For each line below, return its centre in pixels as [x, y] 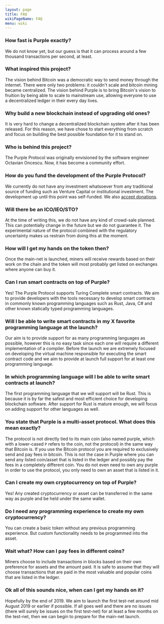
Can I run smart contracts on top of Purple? [58, 282]
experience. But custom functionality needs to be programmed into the [77, 533]
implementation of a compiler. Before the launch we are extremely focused [80, 348]
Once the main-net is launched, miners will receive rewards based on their [80, 259]
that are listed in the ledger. [33, 577]
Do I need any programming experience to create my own [74, 511]
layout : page [18, 10]
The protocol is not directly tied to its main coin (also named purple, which [80, 439]
